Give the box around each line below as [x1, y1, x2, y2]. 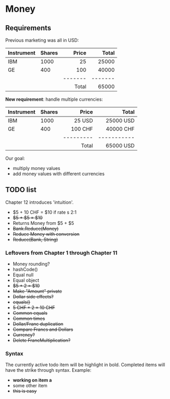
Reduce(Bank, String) [12, 236, 58, 242]
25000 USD [105, 117, 135, 124]
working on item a [12, 377, 52, 383]
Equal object [12, 277, 39, 283]
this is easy [12, 388, 37, 394]
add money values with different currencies [12, 170, 105, 177]
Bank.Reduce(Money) [12, 225, 59, 232]
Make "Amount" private [12, 288, 62, 294]
